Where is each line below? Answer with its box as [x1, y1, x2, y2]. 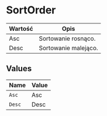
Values [6, 64, 32, 73]
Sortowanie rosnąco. [39, 34, 96, 43]
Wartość [9, 24, 33, 33]
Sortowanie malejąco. [39, 44, 98, 52]
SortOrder [6, 3, 56, 17]
